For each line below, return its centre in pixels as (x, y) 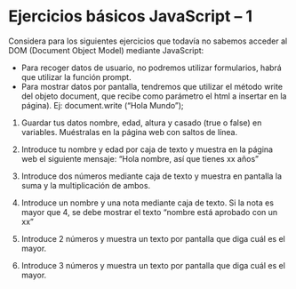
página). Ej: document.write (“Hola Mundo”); (102, 105)
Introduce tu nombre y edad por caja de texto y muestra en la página (147, 149)
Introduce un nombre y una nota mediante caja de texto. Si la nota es (148, 203)
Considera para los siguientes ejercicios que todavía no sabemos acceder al (148, 41)
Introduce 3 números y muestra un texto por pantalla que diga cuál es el (153, 265)
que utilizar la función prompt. (76, 76)
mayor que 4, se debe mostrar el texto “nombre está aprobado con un (149, 212)
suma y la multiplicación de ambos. (86, 185)
